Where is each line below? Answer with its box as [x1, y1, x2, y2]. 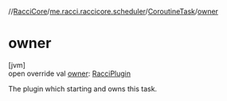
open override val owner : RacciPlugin [8, 69, 131, 78]
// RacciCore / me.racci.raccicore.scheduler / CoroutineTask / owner [8, 7, 219, 16]
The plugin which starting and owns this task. [8, 84, 158, 93]
